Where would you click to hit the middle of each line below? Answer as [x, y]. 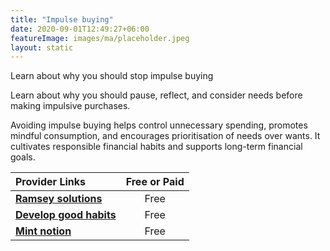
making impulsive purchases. [70, 106]
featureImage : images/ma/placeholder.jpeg [100, 38]
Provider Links [50, 182]
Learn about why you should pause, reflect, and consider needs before [156, 95]
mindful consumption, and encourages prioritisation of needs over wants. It [165, 136]
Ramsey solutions [59, 199]
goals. [23, 157]
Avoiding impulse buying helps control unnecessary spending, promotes [159, 125]
